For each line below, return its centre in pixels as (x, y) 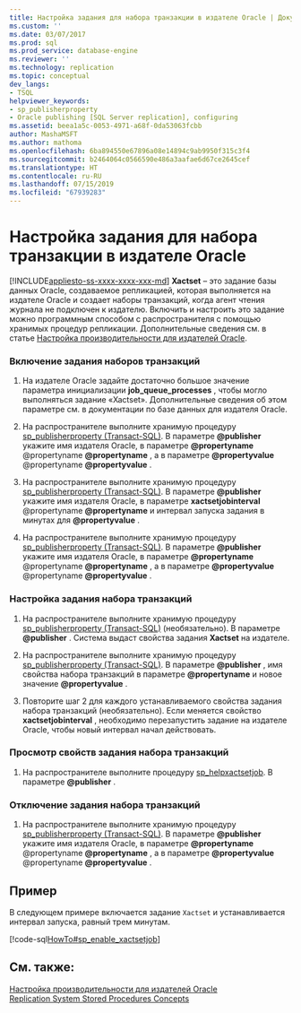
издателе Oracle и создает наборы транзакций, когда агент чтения (137, 299)
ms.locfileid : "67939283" (57, 193)
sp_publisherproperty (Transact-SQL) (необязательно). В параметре (151, 628)
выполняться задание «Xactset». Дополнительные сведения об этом (155, 400)
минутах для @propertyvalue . (81, 520)
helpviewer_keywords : (50, 101)
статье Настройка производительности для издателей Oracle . (129, 338)
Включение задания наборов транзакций (105, 361)
